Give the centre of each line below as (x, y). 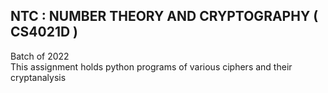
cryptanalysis (38, 77)
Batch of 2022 (40, 56)
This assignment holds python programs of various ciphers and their (151, 66)
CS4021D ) (44, 32)
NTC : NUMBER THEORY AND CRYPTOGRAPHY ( (164, 16)
